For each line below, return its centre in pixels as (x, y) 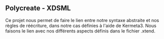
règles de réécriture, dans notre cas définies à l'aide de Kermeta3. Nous (81, 25)
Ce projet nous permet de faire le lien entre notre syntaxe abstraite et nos (82, 20)
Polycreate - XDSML (38, 8)
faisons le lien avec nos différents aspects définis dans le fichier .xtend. (80, 31)
